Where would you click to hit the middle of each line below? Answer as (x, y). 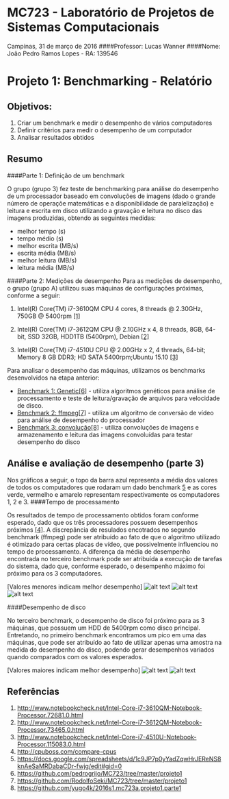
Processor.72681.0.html (50, 715)
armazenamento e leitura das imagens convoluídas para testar (105, 434)
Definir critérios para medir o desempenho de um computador (105, 130)
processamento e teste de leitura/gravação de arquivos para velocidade (118, 398)
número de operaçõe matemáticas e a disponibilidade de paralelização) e (110, 203)
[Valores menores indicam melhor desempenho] (75, 587)
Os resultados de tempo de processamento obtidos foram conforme (103, 515)
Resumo (25, 159)
